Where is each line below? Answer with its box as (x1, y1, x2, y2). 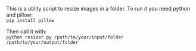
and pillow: (6, 11, 33, 18)
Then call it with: (6, 28, 47, 35)
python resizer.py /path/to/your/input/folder (6, 34, 124, 40)
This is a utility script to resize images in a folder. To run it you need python (6, 5, 191, 12)
